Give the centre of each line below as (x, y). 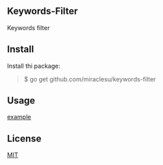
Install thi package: (34, 66)
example (19, 117)
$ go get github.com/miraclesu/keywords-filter (90, 79)
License (24, 139)
